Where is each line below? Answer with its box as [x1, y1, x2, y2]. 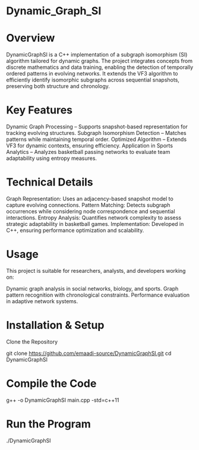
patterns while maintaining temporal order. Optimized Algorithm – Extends [6, 136, 187, 143]
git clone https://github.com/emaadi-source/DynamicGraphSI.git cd [6, 350, 172, 357]
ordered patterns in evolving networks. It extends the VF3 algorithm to [6, 70, 178, 77]
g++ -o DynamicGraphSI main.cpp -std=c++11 [6, 396, 119, 404]
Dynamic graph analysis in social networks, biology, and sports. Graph [6, 285, 179, 292]
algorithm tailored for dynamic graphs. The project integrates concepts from [6, 58, 193, 65]
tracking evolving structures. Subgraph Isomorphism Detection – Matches [6, 130, 187, 137]
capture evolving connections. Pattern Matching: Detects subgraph [6, 202, 170, 209]
